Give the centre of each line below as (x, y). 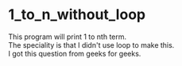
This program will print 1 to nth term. (68, 37)
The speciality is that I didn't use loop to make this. (91, 45)
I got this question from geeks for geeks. (75, 53)
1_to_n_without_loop (77, 15)
